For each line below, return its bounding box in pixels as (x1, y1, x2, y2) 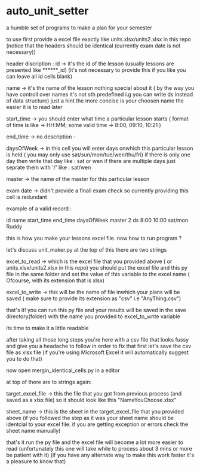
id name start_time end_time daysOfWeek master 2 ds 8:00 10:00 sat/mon (6, 216, 189, 224)
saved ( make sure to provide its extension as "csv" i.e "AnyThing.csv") (6, 295, 181, 302)
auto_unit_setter (6, 4, 89, 18)
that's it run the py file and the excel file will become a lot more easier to (6, 439, 184, 446)
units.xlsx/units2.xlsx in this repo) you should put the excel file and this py (6, 264, 188, 271)
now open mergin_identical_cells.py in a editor (6, 367, 120, 374)
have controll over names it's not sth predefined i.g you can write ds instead (6, 90, 193, 98)
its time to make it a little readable (6, 324, 89, 331)
